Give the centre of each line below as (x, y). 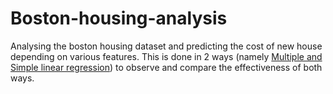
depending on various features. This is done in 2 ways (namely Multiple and (166, 56)
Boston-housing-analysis (119, 18)
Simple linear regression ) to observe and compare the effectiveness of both (166, 67)
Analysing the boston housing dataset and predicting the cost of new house (166, 46)
